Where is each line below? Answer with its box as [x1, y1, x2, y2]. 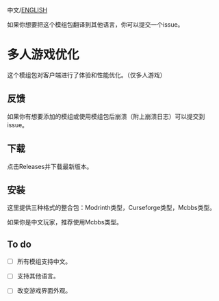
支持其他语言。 [16, 272, 60, 280]
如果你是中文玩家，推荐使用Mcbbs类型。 [7, 218, 123, 226]
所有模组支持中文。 [16, 257, 72, 265]
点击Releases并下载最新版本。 [7, 162, 93, 170]
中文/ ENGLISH [7, 6, 48, 14]
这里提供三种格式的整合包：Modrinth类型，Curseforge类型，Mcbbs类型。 [7, 204, 216, 212]
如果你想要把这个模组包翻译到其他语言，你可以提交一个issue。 [7, 21, 184, 29]
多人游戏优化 [7, 47, 80, 63]
